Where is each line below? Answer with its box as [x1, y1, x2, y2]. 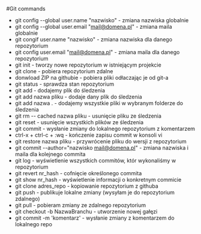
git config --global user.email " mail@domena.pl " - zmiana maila [14, 23, 172, 30]
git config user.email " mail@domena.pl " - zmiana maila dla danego [14, 49, 180, 56]
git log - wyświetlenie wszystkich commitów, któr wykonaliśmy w [14, 157, 176, 164]
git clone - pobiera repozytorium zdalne [14, 68, 113, 74]
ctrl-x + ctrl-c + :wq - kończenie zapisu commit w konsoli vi [14, 131, 163, 139]
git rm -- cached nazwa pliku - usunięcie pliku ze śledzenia [14, 112, 162, 119]
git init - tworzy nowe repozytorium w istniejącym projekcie [14, 61, 162, 68]
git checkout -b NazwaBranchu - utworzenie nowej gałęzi [14, 208, 158, 215]
